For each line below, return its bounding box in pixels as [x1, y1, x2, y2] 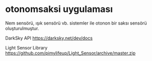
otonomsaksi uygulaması [5, 3, 113, 15]
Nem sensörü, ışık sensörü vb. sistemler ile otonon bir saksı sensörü [5, 20, 147, 26]
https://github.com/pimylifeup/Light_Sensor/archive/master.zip [5, 50, 136, 56]
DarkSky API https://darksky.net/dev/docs [5, 35, 93, 41]
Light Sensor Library [5, 44, 48, 50]
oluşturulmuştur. [5, 25, 39, 31]
